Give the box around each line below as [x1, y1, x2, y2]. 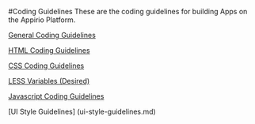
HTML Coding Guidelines [8, 46, 90, 54]
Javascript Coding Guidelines [8, 92, 105, 101]
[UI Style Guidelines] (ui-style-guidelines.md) [8, 107, 156, 116]
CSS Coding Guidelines [8, 61, 85, 70]
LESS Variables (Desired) [8, 77, 90, 85]
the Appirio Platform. [8, 15, 76, 24]
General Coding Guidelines [8, 31, 97, 39]
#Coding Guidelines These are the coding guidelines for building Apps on [8, 7, 248, 16]
